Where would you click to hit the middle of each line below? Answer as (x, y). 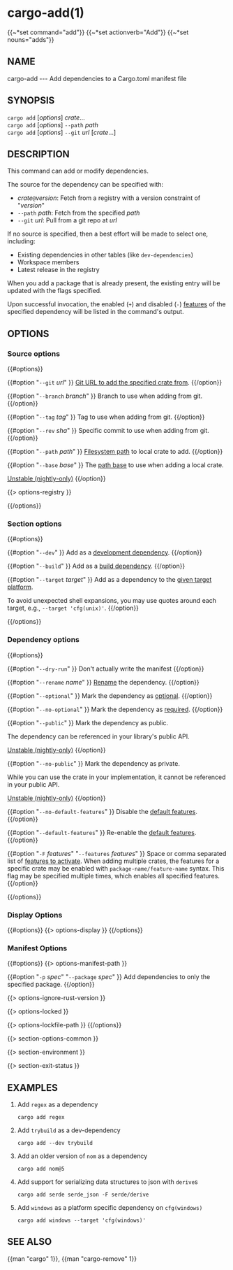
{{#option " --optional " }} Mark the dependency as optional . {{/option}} (110, 695)
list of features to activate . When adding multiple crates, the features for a (113, 861)
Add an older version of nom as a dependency (82, 1156)
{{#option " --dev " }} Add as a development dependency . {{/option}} (105, 552)
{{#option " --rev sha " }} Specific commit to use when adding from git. (108, 431)
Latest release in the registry (58, 270)
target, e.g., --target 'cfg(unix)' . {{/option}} (73, 608)
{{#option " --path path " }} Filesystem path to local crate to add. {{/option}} (115, 452)
